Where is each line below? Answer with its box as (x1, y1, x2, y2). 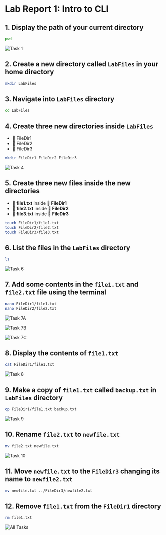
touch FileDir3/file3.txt (5, 230, 59, 235)
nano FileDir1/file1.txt (5, 301, 57, 306)
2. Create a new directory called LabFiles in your (5, 60, 159, 68)
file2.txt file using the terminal (5, 288, 106, 297)
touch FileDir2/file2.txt (5, 225, 59, 230)
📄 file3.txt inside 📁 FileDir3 (12, 211, 69, 217)
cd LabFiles (5, 108, 30, 113)
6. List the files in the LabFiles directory (5, 243, 131, 252)
